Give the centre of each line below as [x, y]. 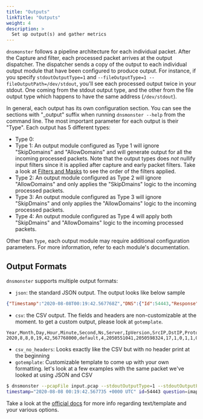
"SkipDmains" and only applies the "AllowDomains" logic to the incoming [106, 204]
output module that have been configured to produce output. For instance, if [101, 71]
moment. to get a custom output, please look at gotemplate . [89, 322]
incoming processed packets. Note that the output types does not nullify [105, 158]
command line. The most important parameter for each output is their [92, 121]
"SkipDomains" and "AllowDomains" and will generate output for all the [103, 152]
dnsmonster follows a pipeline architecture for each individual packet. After [98, 51]
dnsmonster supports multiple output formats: [62, 281]
